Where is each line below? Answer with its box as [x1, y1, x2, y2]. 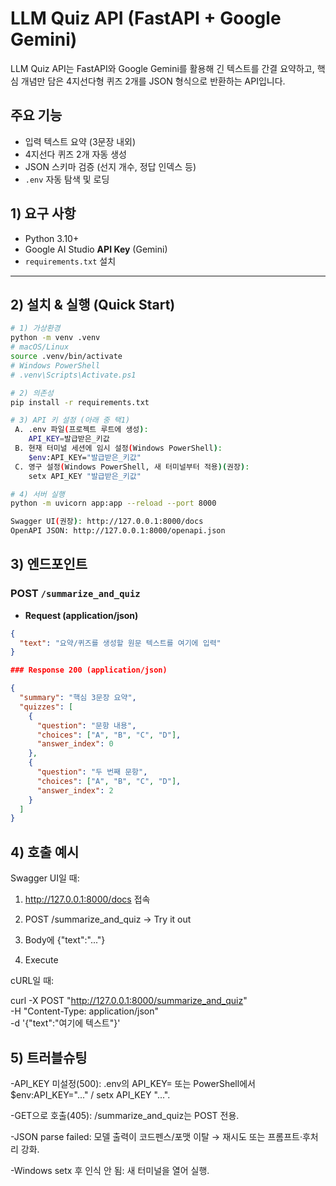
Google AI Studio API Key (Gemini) [24, 243, 168, 255]
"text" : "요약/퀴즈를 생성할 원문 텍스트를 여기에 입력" [19, 638, 222, 648]
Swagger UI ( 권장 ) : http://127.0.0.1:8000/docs [10, 517, 204, 527]
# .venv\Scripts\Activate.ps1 [10, 370, 137, 380]
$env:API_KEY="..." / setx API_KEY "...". [10, 1088, 171, 1101]
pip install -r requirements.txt [10, 397, 150, 407]
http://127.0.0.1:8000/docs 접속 [24, 893, 151, 906]
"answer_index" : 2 [36, 785, 114, 796]
